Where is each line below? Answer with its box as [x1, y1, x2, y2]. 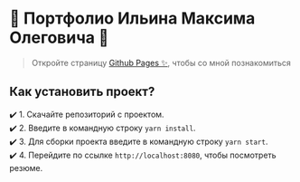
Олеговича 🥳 [9, 27, 109, 48]
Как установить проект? [9, 84, 155, 100]
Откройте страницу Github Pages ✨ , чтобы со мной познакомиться [31, 57, 292, 68]
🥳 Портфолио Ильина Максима [9, 8, 256, 29]
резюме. [9, 162, 43, 173]
